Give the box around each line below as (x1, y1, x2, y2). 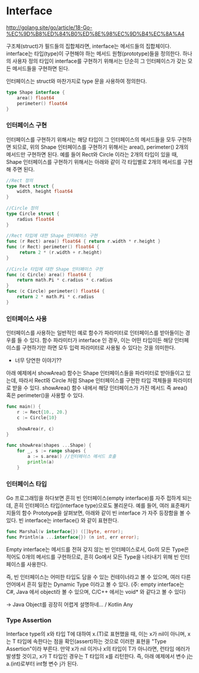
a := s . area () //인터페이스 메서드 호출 (27, 454, 116, 460)
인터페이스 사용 (6, 314, 48, 323)
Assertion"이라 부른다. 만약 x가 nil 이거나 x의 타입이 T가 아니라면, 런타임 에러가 (6, 645, 190, 652)
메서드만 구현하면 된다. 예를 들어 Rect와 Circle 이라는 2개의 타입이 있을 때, (6, 151, 178, 158)
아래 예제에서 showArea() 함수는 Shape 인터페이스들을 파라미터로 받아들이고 (6, 369, 185, 376)
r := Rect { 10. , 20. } (17, 409, 68, 415)
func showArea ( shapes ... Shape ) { (6, 443, 92, 448)
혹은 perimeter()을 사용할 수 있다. (6, 392, 84, 399)
